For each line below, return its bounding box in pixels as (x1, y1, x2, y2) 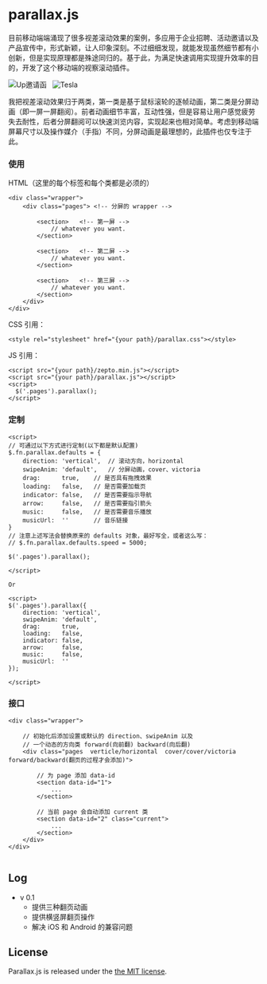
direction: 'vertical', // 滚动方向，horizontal (22, 457, 184, 465)
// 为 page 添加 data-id (37, 771, 115, 779)
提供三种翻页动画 (31, 902, 88, 911)
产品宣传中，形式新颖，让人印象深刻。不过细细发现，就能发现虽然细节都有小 (8, 42, 259, 53)
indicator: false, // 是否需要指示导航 (22, 490, 153, 499)
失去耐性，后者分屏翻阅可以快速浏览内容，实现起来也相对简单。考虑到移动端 (8, 116, 259, 126)
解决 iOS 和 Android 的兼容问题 (31, 922, 133, 931)
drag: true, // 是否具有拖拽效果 (22, 474, 153, 482)
